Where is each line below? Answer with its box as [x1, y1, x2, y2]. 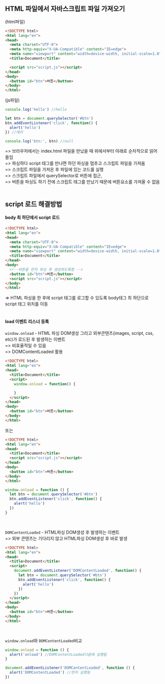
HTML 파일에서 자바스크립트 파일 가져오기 [5, 4, 125, 13]
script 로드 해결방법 [5, 200, 62, 208]
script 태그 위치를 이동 [5, 301, 48, 307]
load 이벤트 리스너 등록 [5, 318, 49, 324]
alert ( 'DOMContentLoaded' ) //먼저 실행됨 [9, 670, 90, 675]
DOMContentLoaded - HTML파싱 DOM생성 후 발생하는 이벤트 [5, 529, 120, 535]
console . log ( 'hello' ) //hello [5, 107, 67, 112]
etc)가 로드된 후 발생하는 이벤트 [5, 336, 66, 342]
